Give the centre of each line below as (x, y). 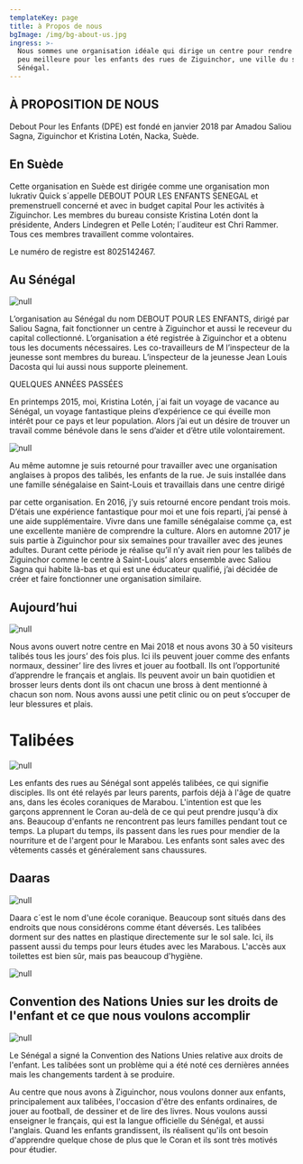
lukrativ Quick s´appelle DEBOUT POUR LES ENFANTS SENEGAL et (134, 196)
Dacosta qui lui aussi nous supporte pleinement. (99, 367)
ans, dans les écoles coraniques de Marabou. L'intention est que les (135, 802)
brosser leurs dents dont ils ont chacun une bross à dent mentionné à (138, 685)
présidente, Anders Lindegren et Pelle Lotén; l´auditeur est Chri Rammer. (144, 224)
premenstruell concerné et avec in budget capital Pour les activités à (137, 205)
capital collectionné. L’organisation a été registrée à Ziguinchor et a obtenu (148, 338)
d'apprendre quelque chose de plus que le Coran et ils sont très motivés (143, 1140)
